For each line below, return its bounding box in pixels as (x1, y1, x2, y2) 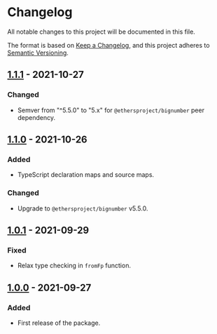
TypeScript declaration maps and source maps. (17, 171, 155, 179)
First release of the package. (17, 319, 101, 327)
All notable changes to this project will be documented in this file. (7, 27, 196, 36)
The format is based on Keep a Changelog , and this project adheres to (7, 41, 210, 49)
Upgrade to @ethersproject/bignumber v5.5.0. (17, 204, 148, 213)
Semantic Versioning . (7, 48, 69, 57)
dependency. (17, 113, 56, 121)
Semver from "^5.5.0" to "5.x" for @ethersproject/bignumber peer (17, 106, 205, 114)
